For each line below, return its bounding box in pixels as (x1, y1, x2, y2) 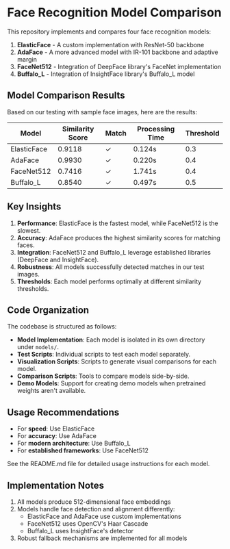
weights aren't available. (16, 387, 86, 395)
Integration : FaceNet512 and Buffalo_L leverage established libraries (16, 248, 211, 256)
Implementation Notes (7, 479, 105, 491)
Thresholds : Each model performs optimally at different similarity (16, 277, 202, 285)
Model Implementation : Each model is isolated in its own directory (16, 335, 205, 344)
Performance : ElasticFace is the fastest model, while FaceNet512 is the (16, 219, 219, 227)
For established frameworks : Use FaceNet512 (16, 446, 149, 455)
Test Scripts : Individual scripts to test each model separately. (16, 350, 191, 359)
